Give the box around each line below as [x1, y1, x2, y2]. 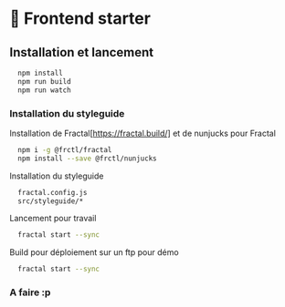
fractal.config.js [17, 188, 89, 197]
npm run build [17, 77, 71, 86]
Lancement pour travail [9, 213, 97, 224]
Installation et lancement [9, 45, 154, 60]
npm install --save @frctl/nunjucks [17, 154, 157, 163]
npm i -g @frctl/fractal [17, 145, 112, 154]
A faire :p [9, 286, 51, 299]
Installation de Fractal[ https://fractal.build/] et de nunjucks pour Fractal [9, 128, 277, 138]
